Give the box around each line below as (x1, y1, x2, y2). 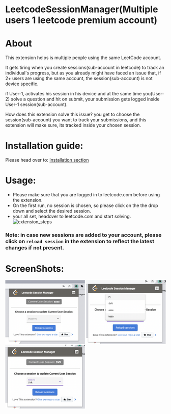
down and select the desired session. (12, 208, 92, 214)
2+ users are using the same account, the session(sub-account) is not (5, 75, 153, 82)
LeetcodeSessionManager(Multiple (5, 4, 158, 15)
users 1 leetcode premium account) (5, 14, 158, 26)
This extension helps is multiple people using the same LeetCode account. (5, 55, 161, 61)
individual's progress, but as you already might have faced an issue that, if (5, 70, 161, 76)
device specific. (5, 81, 39, 87)
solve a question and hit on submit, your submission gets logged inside (11, 96, 160, 102)
